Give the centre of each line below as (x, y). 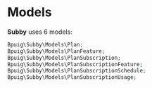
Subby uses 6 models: (40, 32)
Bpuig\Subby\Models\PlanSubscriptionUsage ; (72, 77)
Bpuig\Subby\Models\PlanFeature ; (56, 51)
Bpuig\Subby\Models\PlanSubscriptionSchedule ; (77, 71)
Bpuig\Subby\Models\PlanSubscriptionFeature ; (75, 64)
